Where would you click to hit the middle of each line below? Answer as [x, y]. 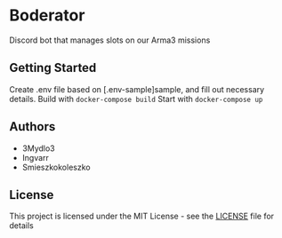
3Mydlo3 [38, 148]
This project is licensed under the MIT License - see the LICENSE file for [141, 216]
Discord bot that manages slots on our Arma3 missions [110, 40]
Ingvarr [35, 157]
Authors [32, 127]
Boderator [47, 16]
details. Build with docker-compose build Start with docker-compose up [136, 99]
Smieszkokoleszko [56, 167]
